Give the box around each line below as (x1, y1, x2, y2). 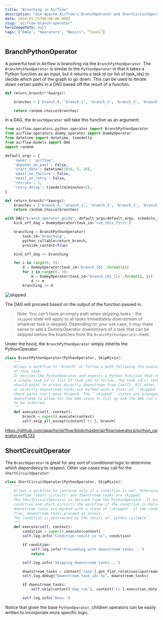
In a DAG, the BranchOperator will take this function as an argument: (5, 117, 140, 123)
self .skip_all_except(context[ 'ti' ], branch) (22, 419, 116, 424)
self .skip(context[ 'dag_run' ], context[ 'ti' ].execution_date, (31, 587, 160, 592)
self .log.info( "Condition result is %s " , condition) (22, 533, 131, 539)
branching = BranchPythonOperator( (14, 230, 86, 234)
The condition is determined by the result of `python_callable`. (14, 515, 151, 520)
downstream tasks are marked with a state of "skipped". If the (14, 506, 147, 511)
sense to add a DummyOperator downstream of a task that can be (16, 326, 149, 332)
